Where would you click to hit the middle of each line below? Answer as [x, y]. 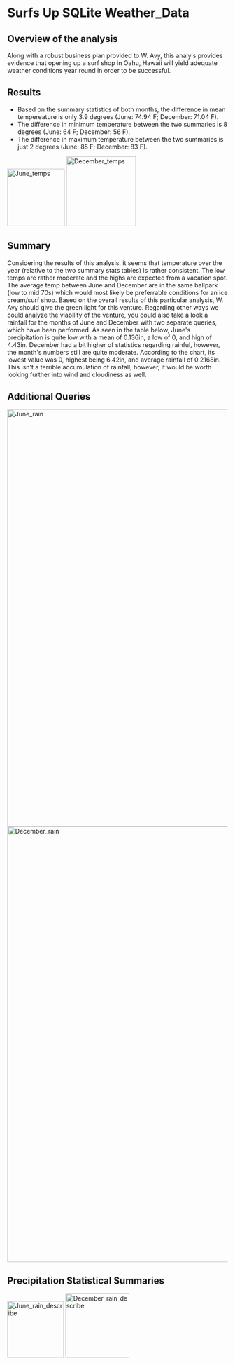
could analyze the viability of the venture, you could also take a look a [108, 315]
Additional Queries [49, 396]
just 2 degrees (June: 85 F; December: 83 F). [83, 147]
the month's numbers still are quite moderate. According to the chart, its [111, 352]
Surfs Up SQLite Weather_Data [99, 13]
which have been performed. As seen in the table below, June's [99, 330]
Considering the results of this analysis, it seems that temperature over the [115, 263]
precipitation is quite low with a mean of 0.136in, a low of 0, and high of [109, 337]
